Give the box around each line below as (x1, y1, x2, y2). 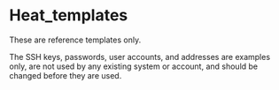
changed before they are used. (9, 70, 122, 80)
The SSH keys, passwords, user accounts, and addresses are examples (9, 51, 271, 62)
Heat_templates (9, 5, 128, 26)
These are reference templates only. (9, 34, 142, 45)
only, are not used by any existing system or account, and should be (9, 61, 259, 71)
